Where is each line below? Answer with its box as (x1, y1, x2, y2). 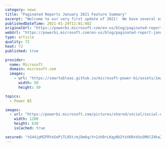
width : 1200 (14, 116, 39, 121)
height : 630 (14, 121, 39, 126)
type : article (5, 35, 35, 40)
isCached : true (14, 126, 45, 131)
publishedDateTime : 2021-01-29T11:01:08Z (5, 21, 92, 26)
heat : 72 (5, 44, 23, 49)
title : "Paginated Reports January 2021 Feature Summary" (5, 12, 127, 17)
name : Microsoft (9, 62, 43, 67)
